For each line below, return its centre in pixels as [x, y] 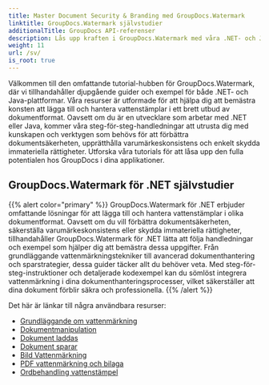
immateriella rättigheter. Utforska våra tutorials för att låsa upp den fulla [126, 151]
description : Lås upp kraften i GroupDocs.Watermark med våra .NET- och [132, 38]
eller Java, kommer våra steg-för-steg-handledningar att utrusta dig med [128, 126]
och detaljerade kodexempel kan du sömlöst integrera [158, 273]
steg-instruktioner [38, 273]
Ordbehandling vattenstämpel [69, 372]
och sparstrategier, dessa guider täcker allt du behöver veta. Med [116, 264]
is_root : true [32, 61]
